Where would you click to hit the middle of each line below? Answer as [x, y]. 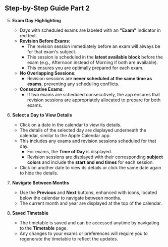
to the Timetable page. [44, 228]
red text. [28, 35]
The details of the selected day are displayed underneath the [83, 130]
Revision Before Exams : [45, 41]
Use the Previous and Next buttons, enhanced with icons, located [88, 192]
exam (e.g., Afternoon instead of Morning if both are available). [93, 62]
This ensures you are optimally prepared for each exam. [85, 68]
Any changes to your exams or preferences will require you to [84, 233]
